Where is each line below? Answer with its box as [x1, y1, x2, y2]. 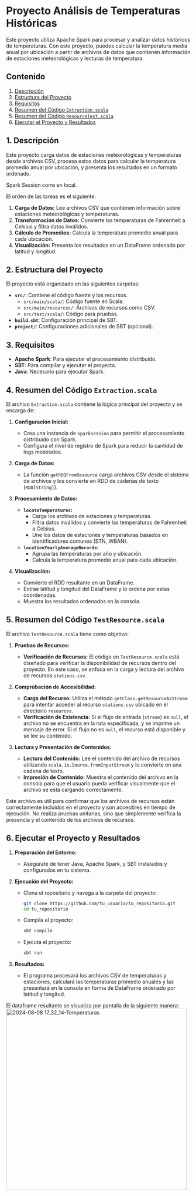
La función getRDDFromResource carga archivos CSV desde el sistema [23, 471, 189, 478]
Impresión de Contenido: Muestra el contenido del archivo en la [23, 774, 178, 781]
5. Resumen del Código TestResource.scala [6, 615, 165, 625]
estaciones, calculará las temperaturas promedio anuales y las [23, 978, 174, 985]
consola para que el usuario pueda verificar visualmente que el [23, 780, 176, 787]
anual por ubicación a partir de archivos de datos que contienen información [6, 48, 191, 55]
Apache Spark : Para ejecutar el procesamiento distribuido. [14, 355, 157, 362]
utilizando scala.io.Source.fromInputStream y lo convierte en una [23, 761, 182, 768]
